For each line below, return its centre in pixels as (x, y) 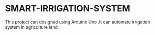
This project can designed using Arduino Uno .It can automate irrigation (77, 22)
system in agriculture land (31, 27)
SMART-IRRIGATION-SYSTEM (68, 9)
